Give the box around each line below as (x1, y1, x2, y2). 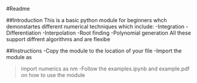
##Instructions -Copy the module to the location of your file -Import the (6, 47, 182, 54)
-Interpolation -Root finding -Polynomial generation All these (42, 29, 191, 36)
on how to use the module (20, 72, 85, 78)
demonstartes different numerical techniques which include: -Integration (6, 23, 185, 30)
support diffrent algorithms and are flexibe (6, 36, 110, 42)
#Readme (6, 5, 30, 12)
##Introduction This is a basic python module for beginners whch (6, 17, 167, 23)
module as (6, 54, 32, 60)
